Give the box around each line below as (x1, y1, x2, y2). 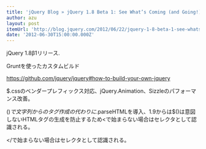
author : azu (6, 15, 37, 21)
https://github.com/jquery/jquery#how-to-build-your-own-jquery (6, 75, 170, 82)
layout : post (6, 20, 40, 26)
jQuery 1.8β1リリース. (6, 50, 60, 57)
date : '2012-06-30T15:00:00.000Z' (6, 32, 95, 38)
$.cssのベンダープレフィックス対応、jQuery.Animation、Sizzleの (6, 87, 170, 95)
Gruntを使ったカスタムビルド (6, 63, 80, 70)
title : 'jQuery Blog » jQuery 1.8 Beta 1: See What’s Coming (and (6, 9, 180, 15)
